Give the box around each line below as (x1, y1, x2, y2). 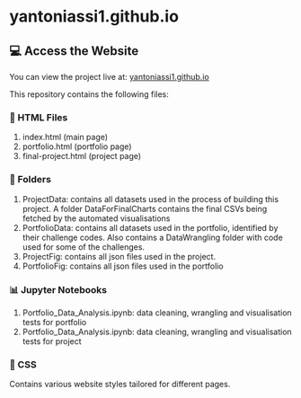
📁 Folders (9, 173, 52, 186)
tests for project (22, 335, 83, 347)
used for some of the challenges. (22, 241, 146, 252)
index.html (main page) (22, 132, 109, 143)
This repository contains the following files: (9, 89, 169, 100)
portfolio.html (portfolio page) (22, 141, 132, 152)
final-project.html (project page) (22, 151, 142, 162)
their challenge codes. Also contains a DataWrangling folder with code (22, 232, 283, 243)
